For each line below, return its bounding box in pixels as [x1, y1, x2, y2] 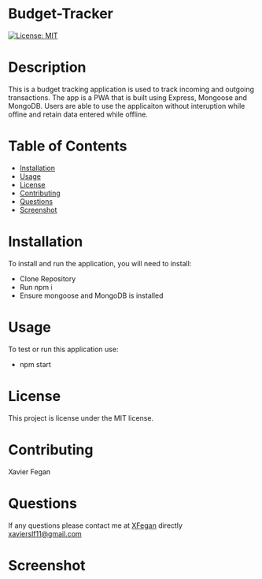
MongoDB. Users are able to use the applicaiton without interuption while [8, 101, 245, 110]
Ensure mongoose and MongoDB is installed [19, 291, 164, 300]
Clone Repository [19, 273, 76, 284]
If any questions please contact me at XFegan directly [8, 521, 183, 530]
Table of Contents [8, 137, 127, 155]
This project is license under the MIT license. [8, 413, 154, 422]
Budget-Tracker [8, 5, 114, 23]
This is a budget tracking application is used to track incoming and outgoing [8, 84, 254, 94]
